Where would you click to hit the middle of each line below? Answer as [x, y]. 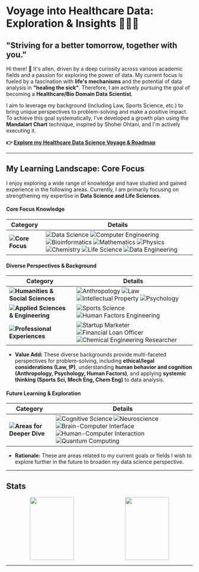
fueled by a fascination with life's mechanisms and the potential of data [94, 81]
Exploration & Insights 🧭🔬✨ [73, 23]
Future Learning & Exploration [44, 393]
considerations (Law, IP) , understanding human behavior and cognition [103, 367]
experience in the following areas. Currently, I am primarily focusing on [92, 189]
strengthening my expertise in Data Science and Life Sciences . [84, 195]
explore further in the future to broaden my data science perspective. [99, 462]
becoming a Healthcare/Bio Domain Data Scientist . [70, 94]
